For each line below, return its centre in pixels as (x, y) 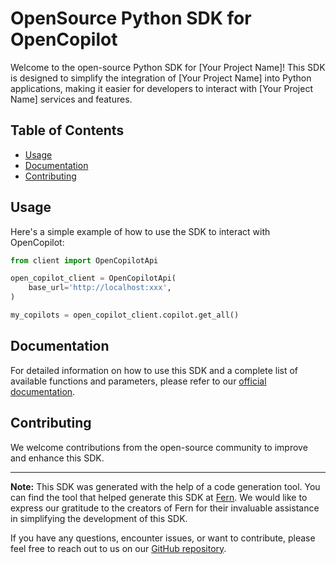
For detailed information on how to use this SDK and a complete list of (154, 370)
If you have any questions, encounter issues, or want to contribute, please (163, 538)
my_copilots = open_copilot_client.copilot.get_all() (125, 315)
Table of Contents (67, 130)
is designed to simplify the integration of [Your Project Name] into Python (161, 78)
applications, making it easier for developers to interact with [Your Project (161, 88)
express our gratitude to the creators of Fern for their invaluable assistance (165, 508)
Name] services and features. (71, 99)
